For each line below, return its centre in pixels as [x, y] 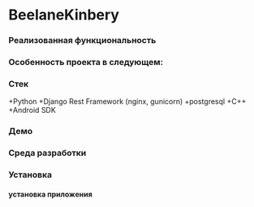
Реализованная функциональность [82, 41]
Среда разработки [47, 153]
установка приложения [50, 194]
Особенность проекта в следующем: [86, 63]
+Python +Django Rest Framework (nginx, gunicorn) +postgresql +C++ [127, 101]
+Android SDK [32, 110]
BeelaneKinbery [64, 15]
